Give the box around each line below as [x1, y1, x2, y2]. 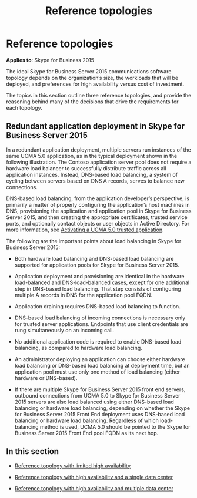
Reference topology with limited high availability [14, 462, 131, 469]
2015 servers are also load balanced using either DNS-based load [14, 398, 175, 405]
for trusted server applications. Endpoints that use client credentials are [14, 320, 188, 327]
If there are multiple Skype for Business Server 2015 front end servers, [14, 386, 186, 393]
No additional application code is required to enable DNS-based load [14, 338, 182, 345]
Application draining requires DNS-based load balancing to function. [14, 302, 181, 309]
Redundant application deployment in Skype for [6, 122, 185, 132]
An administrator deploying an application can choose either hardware [14, 355, 185, 362]
